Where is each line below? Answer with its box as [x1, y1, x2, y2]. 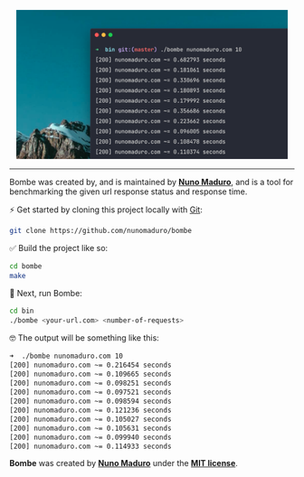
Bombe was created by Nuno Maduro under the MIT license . [9, 457, 238, 468]
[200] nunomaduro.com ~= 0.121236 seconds [9, 406, 172, 415]
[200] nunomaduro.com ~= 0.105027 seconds [9, 415, 172, 424]
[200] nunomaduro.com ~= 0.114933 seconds [9, 442, 172, 451]
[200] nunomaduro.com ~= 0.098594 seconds [9, 397, 172, 406]
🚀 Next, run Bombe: [9, 288, 83, 298]
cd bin [9, 306, 34, 315]
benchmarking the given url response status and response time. [9, 186, 248, 197]
